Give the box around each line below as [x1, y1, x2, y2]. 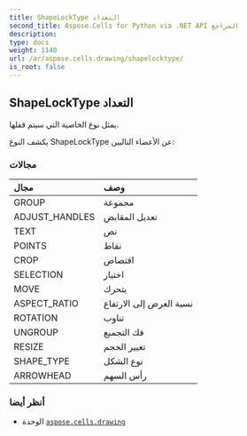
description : [9, 29, 58, 38]
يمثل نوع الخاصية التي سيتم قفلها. [9, 119, 120, 130]
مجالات [9, 158, 37, 170]
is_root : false [9, 63, 66, 72]
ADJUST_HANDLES [13, 210, 96, 223]
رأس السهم [103, 369, 148, 382]
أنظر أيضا [9, 396, 45, 408]
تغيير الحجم [103, 340, 146, 353]
